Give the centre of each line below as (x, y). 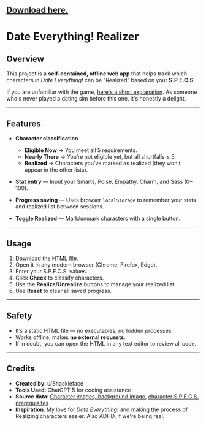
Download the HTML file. (47, 258)
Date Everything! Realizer (73, 36)
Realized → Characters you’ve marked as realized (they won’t (102, 163)
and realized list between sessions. (59, 207)
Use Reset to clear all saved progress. (63, 291)
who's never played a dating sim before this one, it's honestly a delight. (96, 99)
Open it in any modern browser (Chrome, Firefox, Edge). (86, 265)
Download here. (37, 10)
